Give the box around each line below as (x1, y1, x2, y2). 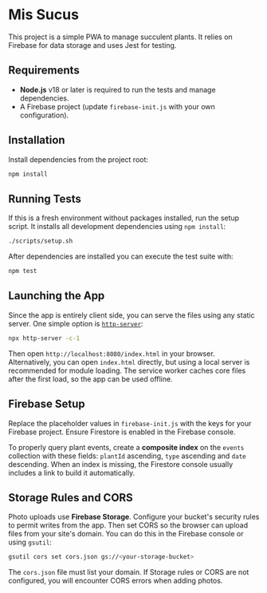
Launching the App (8, 289, 105, 302)
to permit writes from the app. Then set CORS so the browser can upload (8, 520, 249, 530)
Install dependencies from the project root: (8, 154, 149, 164)
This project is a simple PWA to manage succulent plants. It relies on (8, 32, 233, 42)
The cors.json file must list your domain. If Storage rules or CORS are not (8, 567, 249, 577)
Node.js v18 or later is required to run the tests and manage (19, 85, 217, 94)
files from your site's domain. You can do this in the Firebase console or (8, 529, 244, 539)
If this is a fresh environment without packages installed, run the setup (8, 213, 240, 223)
